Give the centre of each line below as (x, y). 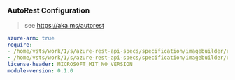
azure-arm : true (31, 38)
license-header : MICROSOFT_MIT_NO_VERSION (70, 64)
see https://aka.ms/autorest (64, 26)
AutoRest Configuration (49, 10)
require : (20, 45)
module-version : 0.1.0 (40, 71)
